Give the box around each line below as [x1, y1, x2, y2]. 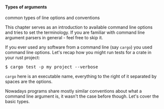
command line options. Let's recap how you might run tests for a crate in [5, 50, 152, 55]
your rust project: [5, 54, 40, 61]
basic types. [5, 99, 30, 105]
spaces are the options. [5, 79, 53, 84]
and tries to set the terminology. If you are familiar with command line [5, 29, 145, 35]
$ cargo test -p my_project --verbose [5, 64, 98, 70]
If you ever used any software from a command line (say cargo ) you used [5, 44, 153, 50]
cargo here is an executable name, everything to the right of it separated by [5, 74, 157, 80]
